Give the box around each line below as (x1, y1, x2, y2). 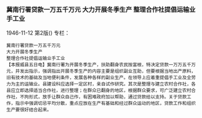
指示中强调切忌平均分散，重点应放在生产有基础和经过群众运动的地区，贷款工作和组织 (15, 100, 196, 107)
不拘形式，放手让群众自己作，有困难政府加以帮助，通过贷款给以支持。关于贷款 (19, 94, 187, 100)
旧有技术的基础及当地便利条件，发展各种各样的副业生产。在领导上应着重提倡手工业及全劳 (6, 74, 196, 81)
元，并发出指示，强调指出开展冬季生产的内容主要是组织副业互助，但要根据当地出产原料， (6, 68, 196, 74)
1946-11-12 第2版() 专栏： (6, 29, 70, 37)
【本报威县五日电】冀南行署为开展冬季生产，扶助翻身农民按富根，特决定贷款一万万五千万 (6, 62, 196, 68)
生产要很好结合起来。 (6, 107, 52, 113)
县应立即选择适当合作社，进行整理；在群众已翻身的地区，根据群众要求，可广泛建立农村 (6, 88, 192, 94)
